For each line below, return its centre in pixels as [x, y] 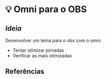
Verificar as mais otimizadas [42, 56]
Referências [25, 72]
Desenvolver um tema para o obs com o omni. [53, 41]
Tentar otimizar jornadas [38, 50]
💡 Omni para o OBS [46, 9]
